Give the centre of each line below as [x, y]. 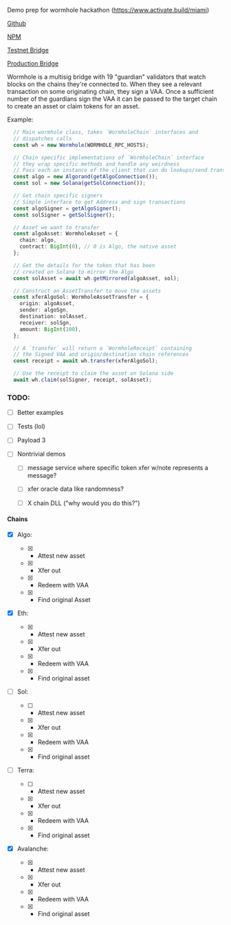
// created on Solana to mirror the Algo [74, 272]
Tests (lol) [31, 427]
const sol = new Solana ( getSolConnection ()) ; [80, 183]
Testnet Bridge [28, 50]
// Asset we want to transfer [56, 227]
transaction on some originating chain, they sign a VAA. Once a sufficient [111, 91]
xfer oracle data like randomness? [75, 489]
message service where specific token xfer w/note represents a [118, 468]
